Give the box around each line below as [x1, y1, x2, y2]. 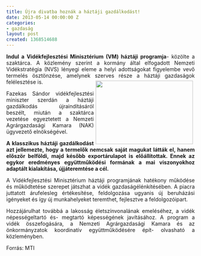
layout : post [6, 31, 39, 37]
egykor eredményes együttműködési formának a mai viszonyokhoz [6, 159, 195, 166]
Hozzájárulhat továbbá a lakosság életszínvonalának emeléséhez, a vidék [6, 208, 195, 214]
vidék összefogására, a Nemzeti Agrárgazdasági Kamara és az [6, 220, 195, 227]
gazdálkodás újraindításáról [6, 103, 94, 109]
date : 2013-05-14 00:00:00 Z [6, 14, 79, 20]
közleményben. [6, 233, 44, 240]
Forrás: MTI [6, 245, 35, 251]
